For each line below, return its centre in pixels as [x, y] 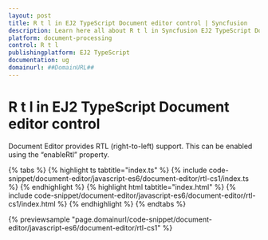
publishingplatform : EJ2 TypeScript [69, 53]
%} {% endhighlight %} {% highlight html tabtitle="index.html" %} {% [122, 187]
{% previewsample [39, 219]
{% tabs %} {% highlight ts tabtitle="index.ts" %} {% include [108, 170]
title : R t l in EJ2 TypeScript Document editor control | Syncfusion [128, 23]
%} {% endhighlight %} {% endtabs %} [121, 203]
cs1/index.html [32, 203]
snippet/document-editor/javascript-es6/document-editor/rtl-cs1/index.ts [129, 178]
